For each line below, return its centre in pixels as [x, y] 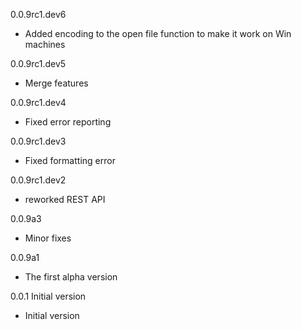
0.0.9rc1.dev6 [38, 14]
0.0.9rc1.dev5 [38, 63]
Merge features [56, 83]
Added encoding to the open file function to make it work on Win [158, 33]
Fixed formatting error [70, 160]
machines [45, 44]
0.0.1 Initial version [48, 296]
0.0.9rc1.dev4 [38, 102]
